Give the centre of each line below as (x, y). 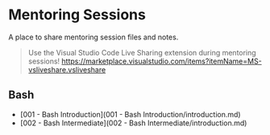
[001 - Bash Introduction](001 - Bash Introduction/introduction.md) (130, 114)
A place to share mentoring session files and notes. (93, 37)
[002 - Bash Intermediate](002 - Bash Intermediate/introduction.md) (133, 123)
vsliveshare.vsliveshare (67, 69)
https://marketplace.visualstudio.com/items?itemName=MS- (162, 61)
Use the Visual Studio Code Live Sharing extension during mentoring (142, 52)
